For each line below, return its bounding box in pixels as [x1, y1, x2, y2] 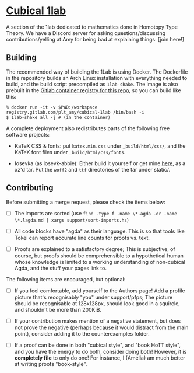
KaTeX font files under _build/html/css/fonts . [14, 148, 126, 155]
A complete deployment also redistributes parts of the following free [6, 124, 170, 132]
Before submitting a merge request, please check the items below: [6, 198, 165, 205]
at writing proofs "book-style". [14, 360, 87, 367]
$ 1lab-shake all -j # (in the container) [6, 114, 111, 120]
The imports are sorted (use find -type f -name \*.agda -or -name [14, 210, 178, 217]
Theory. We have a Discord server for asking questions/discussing [6, 29, 166, 36]
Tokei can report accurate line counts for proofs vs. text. [14, 234, 150, 241]
